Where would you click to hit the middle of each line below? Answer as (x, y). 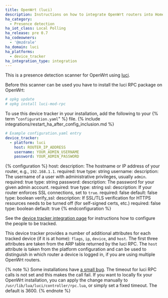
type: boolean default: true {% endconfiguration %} (58, 208)
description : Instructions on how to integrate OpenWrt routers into (79, 14)
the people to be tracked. (31, 223)
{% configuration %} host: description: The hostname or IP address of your (82, 166)
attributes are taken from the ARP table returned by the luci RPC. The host (81, 244)
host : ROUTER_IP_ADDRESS (40, 147)
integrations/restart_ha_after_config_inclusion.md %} (60, 124)
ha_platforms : (20, 51)
